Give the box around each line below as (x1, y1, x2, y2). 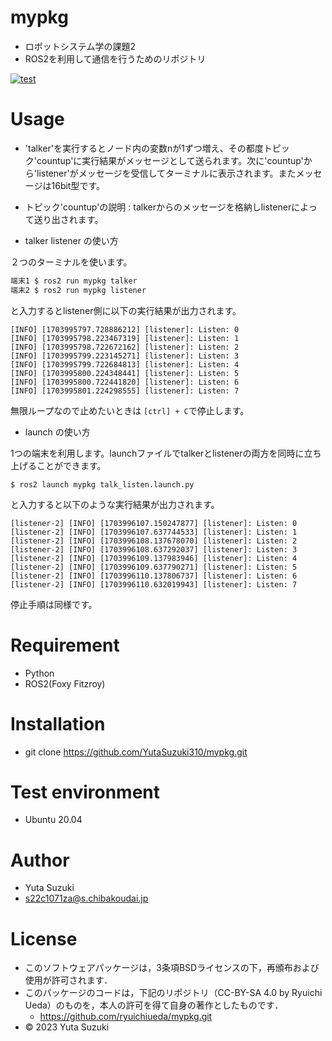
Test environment (10, 781, 160, 803)
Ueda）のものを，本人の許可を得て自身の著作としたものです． (24, 999, 284, 1011)
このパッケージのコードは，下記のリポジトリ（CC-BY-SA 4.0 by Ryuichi (24, 987, 323, 999)
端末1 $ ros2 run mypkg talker (10, 276, 138, 286)
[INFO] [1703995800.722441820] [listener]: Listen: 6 (10, 377, 240, 387)
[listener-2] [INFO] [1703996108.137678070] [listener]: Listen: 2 (10, 536, 298, 546)
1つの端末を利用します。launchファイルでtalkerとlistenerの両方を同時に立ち (10, 447, 322, 459)
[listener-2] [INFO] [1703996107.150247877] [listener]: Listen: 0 (10, 518, 298, 528)
